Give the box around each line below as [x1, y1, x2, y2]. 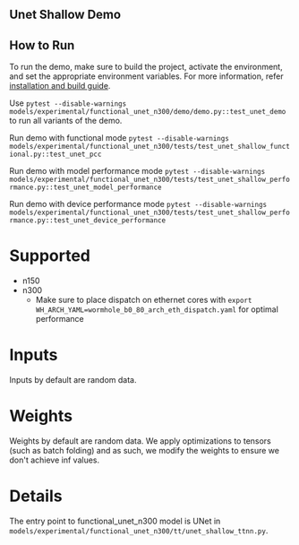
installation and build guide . [9, 81, 111, 91]
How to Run [9, 38, 75, 53]
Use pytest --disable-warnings [9, 98, 127, 108]
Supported [9, 246, 91, 266]
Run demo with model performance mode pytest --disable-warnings [9, 166, 266, 177]
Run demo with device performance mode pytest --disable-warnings [9, 199, 267, 210]
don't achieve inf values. [9, 454, 100, 465]
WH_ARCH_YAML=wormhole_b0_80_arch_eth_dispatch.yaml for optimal [35, 304, 279, 315]
